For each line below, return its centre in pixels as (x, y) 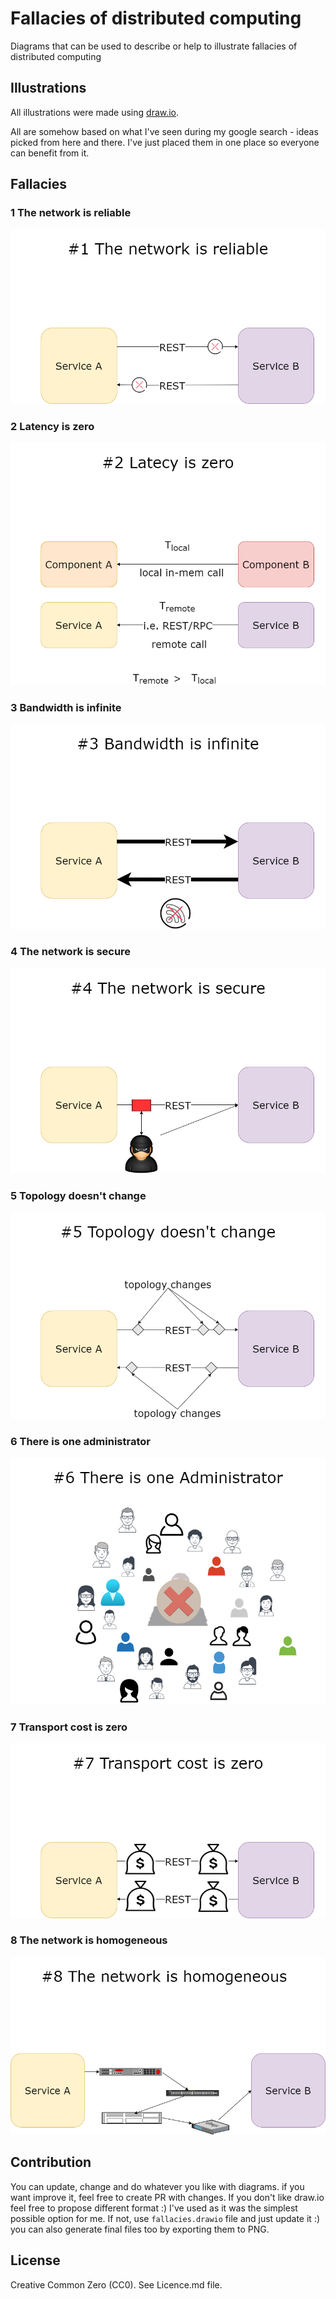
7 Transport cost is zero (69, 1727)
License (35, 2260)
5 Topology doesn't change (78, 1195)
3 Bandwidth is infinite (66, 707)
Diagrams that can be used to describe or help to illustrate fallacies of (154, 46)
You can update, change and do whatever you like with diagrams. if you (157, 2186)
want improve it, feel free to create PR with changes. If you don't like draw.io (167, 2197)
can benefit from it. (50, 153)
